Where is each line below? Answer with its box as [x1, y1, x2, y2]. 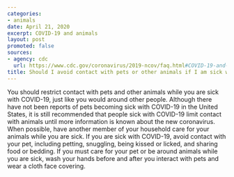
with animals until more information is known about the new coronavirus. [7, 117, 216, 125]
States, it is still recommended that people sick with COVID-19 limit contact [7, 109, 221, 118]
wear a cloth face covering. [7, 162, 86, 170]
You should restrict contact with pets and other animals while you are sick [7, 88, 219, 96]
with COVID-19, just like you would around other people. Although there [7, 95, 212, 103]
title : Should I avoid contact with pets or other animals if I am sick [7, 68, 223, 75]
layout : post [7, 36, 45, 43]
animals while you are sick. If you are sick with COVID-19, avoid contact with [7, 132, 226, 140]
